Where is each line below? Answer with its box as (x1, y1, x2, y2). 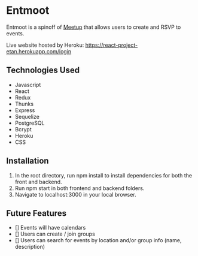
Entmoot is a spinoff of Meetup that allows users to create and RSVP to (6, 23, 181, 31)
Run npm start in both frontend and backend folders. (14, 184, 145, 192)
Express (14, 106, 35, 114)
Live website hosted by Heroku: (6, 41, 84, 49)
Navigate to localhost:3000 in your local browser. (14, 191, 136, 198)
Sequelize (14, 113, 40, 120)
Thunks (14, 100, 34, 107)
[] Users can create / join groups (14, 230, 96, 237)
